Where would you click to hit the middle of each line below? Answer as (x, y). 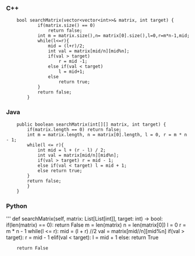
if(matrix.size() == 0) (66, 26)
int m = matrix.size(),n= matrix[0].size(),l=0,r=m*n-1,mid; (114, 36)
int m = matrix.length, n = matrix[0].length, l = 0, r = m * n (107, 134)
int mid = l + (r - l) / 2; (72, 150)
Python (17, 206)
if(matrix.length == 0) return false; (74, 129)
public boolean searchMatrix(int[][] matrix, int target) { (91, 124)
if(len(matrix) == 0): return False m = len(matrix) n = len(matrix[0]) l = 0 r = (96, 225)
